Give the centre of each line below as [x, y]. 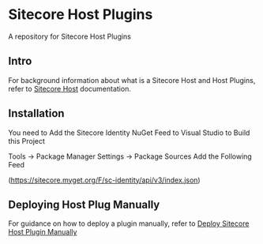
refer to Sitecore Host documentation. [70, 88]
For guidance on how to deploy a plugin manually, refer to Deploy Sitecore [129, 223]
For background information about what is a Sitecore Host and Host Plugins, [132, 80]
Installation [36, 113]
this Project [27, 141]
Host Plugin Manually [43, 232]
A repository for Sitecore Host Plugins [70, 36]
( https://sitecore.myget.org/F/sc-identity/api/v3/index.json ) [104, 180]
